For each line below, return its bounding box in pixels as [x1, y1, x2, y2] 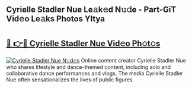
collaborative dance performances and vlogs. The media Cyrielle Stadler [6, 70, 184, 77]
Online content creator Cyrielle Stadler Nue [81, 57, 187, 64]
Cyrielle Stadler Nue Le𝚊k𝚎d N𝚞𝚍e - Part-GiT [6, 5, 177, 15]
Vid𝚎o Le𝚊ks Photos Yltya [6, 14, 105, 24]
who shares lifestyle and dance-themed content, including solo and [6, 64, 171, 70]
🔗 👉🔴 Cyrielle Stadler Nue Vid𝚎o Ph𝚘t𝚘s [6, 38, 161, 48]
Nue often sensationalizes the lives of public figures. [6, 76, 135, 83]
